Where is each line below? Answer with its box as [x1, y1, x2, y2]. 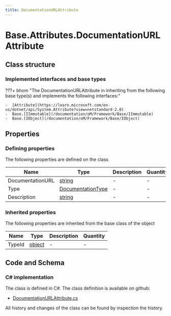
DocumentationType [59, 185, 108, 192]
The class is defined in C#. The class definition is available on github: [5, 285, 150, 292]
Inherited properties [5, 209, 56, 216]
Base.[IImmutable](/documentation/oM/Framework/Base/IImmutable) [12, 111, 154, 117]
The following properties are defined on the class [5, 156, 108, 163]
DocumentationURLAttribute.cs [12, 295, 78, 301]
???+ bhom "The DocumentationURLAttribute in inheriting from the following [5, 87, 165, 93]
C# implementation [5, 273, 54, 280]
